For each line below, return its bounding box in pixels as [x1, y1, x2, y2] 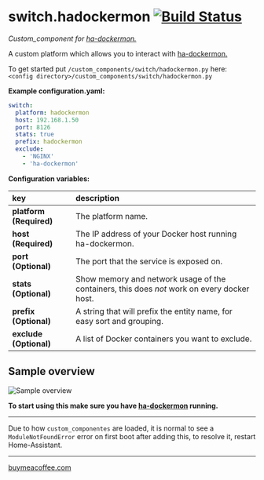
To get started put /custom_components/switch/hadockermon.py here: [8, 64, 228, 74]
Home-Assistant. [8, 440, 63, 449]
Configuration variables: [8, 173, 90, 184]
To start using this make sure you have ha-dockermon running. [8, 401, 218, 410]
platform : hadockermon [15, 108, 90, 117]
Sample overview [8, 365, 95, 378]
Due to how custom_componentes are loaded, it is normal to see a [8, 424, 214, 433]
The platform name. [75, 210, 148, 221]
